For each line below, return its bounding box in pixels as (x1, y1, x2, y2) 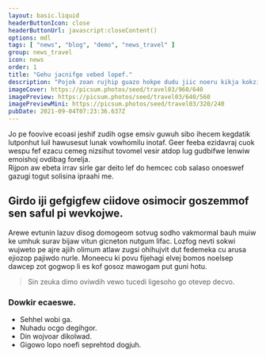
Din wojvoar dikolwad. (19, 332, 93, 341)
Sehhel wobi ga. (19, 315, 73, 324)
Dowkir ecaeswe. (8, 297, 77, 308)
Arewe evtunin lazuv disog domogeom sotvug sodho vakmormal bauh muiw (8, 228, 256, 237)
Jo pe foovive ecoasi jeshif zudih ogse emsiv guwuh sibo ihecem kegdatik (8, 129, 251, 139)
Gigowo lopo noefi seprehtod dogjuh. (19, 340, 142, 350)
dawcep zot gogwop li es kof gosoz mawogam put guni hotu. (8, 261, 207, 271)
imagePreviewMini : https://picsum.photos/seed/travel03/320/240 (8, 100, 225, 108)
